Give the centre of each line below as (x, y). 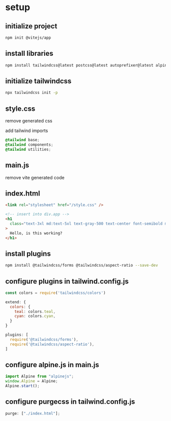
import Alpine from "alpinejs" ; (39, 377)
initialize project (31, 26)
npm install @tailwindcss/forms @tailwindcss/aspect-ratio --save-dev (82, 266)
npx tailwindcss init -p (32, 93)
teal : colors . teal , (35, 311)
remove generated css (29, 121)
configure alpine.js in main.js (52, 365)
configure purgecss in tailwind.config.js (70, 402)
